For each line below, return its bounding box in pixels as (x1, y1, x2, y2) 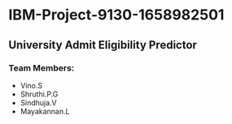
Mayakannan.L (20, 106, 70, 116)
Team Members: (8, 62, 75, 74)
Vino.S (20, 80, 43, 90)
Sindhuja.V (20, 97, 57, 107)
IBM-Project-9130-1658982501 (8, 6, 225, 24)
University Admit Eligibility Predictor (8, 38, 198, 52)
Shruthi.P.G (20, 89, 59, 99)
